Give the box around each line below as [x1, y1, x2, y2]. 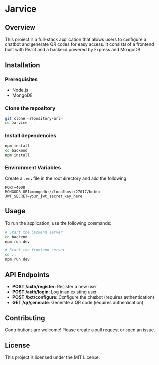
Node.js [12, 87, 29, 93]
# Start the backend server [5, 230, 63, 235]
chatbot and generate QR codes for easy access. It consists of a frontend [5, 41, 154, 47]
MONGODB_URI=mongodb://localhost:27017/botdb [5, 189, 100, 194]
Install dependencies [5, 132, 57, 139]
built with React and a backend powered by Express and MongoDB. [5, 47, 142, 52]
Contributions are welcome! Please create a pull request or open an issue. [5, 327, 155, 333]
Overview [5, 23, 36, 32]
